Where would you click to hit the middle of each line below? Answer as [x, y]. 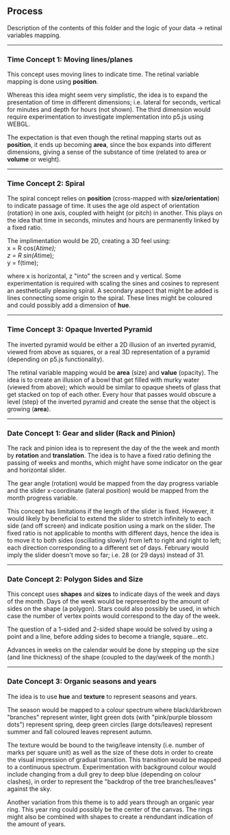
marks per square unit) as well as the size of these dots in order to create [110, 752]
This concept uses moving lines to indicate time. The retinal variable [103, 74]
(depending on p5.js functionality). [56, 359]
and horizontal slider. [37, 470]
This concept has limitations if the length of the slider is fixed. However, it [111, 511]
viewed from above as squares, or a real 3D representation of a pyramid [108, 352]
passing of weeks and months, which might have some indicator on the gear [115, 462]
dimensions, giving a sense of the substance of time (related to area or [107, 152]
